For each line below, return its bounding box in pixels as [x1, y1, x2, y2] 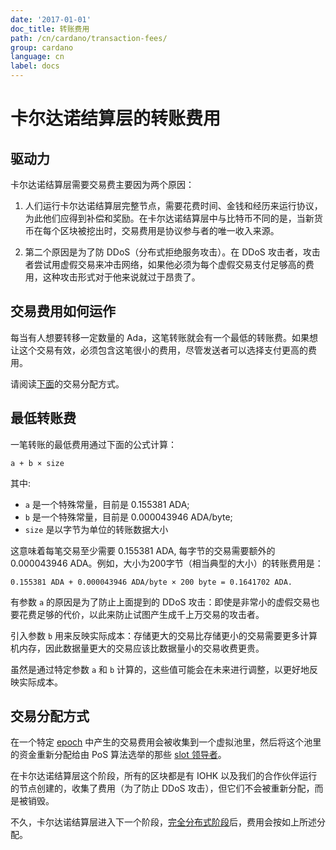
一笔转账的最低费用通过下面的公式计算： [10, 438, 177, 450]
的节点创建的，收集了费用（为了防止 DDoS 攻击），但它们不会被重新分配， [10, 782, 315, 795]
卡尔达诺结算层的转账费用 [10, 107, 222, 130]
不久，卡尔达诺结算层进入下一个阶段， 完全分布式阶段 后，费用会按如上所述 [10, 816, 317, 828]
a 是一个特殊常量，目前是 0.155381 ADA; [24, 498, 190, 510]
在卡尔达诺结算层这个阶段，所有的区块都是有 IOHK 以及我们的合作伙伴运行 [10, 770, 318, 782]
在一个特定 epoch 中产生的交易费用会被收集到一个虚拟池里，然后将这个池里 [10, 736, 322, 748]
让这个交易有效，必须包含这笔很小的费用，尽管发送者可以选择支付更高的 [10, 344, 308, 356]
